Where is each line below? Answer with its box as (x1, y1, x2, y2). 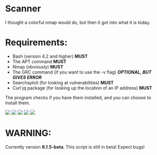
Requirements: (5, 37, 68, 48)
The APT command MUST (12, 58, 67, 65)
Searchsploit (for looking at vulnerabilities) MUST (12, 79, 114, 85)
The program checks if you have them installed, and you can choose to (5, 94, 151, 100)
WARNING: (5, 128, 51, 139)
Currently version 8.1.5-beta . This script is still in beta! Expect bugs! (5, 144, 145, 150)
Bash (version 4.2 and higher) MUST (12, 53, 88, 59)
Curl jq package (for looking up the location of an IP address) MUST (12, 85, 153, 91)
